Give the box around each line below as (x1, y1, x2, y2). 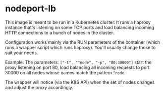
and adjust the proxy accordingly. (5, 84, 73, 90)
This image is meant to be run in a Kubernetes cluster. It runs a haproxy (5, 19, 151, 25)
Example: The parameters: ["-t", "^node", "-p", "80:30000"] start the (5, 59, 152, 65)
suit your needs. (5, 50, 38, 56)
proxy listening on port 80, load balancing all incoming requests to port (5, 64, 150, 70)
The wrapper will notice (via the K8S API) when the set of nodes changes (5, 79, 155, 85)
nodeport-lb (5, 3, 56, 14)
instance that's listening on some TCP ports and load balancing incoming (5, 24, 155, 30)
